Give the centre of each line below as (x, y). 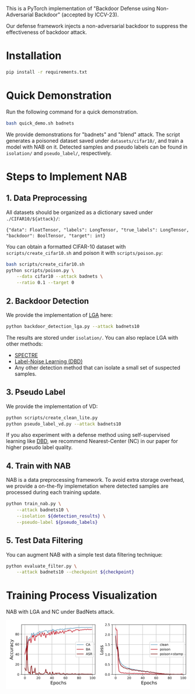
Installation (34, 56)
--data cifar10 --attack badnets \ (60, 277)
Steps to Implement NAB (67, 176)
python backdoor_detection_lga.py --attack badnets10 (73, 326)
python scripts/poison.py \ (40, 270)
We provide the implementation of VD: (52, 406)
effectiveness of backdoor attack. (47, 32)
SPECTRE (26, 355)
